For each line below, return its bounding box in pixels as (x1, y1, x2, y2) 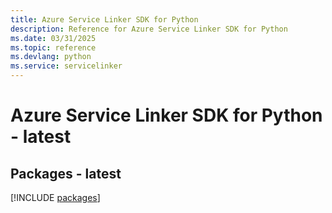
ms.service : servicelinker (10, 61, 123, 71)
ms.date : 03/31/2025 (10, 33, 97, 43)
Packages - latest (10, 165, 122, 182)
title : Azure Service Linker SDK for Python (10, 14, 199, 25)
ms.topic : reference (10, 42, 97, 53)
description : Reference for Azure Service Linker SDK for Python (10, 24, 288, 34)
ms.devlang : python (10, 52, 92, 62)
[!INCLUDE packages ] (10, 192, 101, 203)
